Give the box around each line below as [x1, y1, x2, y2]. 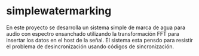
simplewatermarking [6, 4, 112, 18]
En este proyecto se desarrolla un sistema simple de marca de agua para [6, 24, 186, 31]
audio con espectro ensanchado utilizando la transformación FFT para [6, 30, 179, 37]
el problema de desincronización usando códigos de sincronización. [6, 43, 174, 50]
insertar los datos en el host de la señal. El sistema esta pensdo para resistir [6, 36, 193, 43]
